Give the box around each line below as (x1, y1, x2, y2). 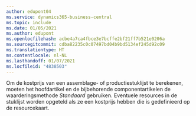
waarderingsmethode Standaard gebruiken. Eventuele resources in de (6, 92, 178, 99)
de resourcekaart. (6, 104, 50, 112)
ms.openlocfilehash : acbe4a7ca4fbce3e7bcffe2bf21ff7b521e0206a (6, 36, 165, 42)
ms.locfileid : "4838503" (6, 63, 67, 69)
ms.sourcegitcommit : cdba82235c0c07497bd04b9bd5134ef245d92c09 (6, 42, 165, 48)
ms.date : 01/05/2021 (6, 25, 57, 31)
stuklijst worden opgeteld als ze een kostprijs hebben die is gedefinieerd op (6, 98, 190, 105)
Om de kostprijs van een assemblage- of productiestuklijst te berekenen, (6, 79, 184, 87)
